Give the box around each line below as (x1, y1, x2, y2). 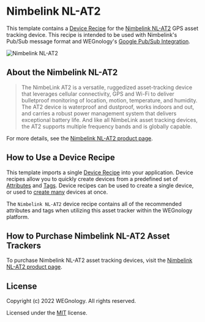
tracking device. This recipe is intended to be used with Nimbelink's (6, 31, 177, 38)
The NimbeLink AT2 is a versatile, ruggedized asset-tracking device (21, 83, 193, 91)
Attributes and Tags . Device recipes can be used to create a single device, (6, 182, 194, 189)
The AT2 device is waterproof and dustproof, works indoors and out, (21, 103, 195, 110)
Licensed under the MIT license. (6, 309, 88, 316)
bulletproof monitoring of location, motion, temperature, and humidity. (21, 96, 198, 104)
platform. (6, 213, 29, 220)
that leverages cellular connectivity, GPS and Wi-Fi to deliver (21, 90, 174, 98)
